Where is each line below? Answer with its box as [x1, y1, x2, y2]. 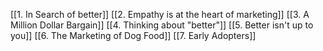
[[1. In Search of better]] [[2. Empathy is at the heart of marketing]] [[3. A [10, 9, 310, 20]
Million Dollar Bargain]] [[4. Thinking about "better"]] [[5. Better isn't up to [10, 19, 314, 31]
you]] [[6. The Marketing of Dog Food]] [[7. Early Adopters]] [10, 30, 257, 41]
